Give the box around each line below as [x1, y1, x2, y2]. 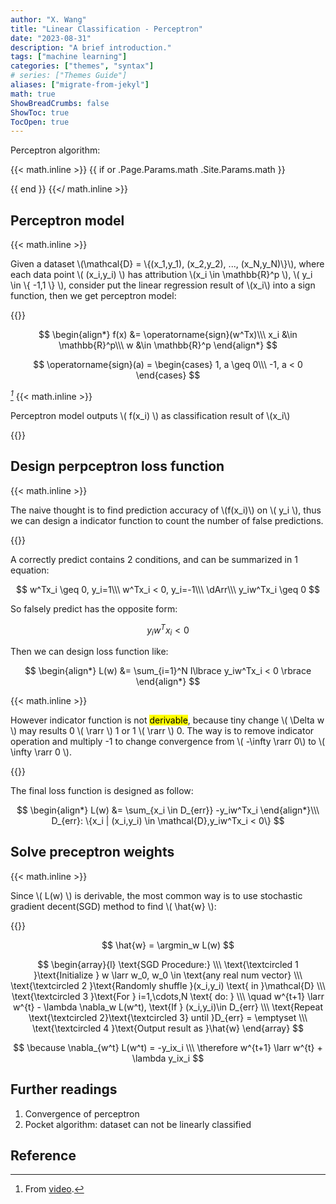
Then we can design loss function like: [10, 645, 169, 657]
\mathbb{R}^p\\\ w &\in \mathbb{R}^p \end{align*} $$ [58, 339, 278, 351]
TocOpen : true [10, 117, 70, 127]
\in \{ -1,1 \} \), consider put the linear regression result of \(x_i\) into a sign [10, 279, 316, 291]
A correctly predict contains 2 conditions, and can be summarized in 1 [10, 553, 298, 565]
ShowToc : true [10, 107, 70, 118]
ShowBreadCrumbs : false [10, 98, 110, 108]
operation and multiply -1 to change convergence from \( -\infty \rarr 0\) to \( [10, 735, 326, 747]
